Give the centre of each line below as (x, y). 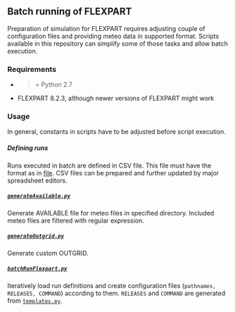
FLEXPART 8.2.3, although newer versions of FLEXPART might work (116, 99)
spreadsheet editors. (37, 181)
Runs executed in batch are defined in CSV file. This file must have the (109, 166)
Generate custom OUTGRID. (48, 254)
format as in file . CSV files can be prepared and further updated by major (113, 173)
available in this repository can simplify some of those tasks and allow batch (118, 43)
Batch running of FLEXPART (70, 12)
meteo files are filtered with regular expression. (76, 220)
